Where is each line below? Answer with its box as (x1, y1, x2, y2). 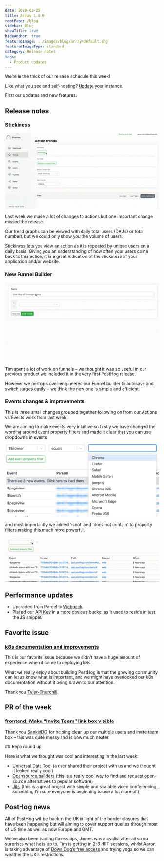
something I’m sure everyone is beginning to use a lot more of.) (12, 789, 140, 794)
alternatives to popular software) (27, 778, 93, 784)
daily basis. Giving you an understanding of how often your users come (5, 248, 149, 254)
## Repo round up (5, 744, 41, 749)
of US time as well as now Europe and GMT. (5, 826, 94, 832)
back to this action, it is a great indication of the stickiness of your (5, 253, 138, 259)
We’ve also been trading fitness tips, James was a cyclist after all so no (5, 836, 148, 841)
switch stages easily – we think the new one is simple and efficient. (5, 386, 140, 392)
